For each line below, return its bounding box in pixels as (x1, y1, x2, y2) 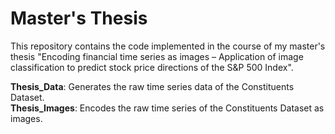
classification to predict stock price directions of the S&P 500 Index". (10, 61, 294, 73)
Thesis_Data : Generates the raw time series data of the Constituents (10, 80, 295, 92)
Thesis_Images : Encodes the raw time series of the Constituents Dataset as (10, 102, 325, 114)
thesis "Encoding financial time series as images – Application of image (10, 50, 304, 62)
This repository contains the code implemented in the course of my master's (10, 40, 326, 52)
